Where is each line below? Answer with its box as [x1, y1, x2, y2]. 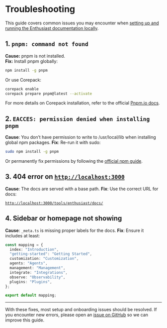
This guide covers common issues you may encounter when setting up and [5, 20, 159, 26]
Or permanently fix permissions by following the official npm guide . [5, 158, 143, 164]
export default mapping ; [5, 293, 57, 298]
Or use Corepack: [5, 77, 41, 83]
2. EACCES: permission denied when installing [5, 114, 150, 123]
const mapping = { [5, 242, 43, 247]
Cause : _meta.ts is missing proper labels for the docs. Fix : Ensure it [5, 227, 144, 233]
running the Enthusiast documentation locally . [5, 25, 99, 31]
